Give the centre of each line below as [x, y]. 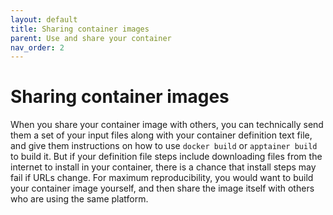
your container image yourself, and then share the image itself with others [162, 188]
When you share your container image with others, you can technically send [167, 125]
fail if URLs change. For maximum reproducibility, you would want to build [162, 178]
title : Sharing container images [80, 29]
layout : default [44, 19]
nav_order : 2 [37, 47]
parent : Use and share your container [91, 38]
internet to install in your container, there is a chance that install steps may [163, 167]
